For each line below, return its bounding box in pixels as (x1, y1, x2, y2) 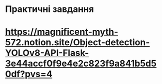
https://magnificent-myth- (5, 26, 119, 38)
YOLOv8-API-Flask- (5, 47, 89, 59)
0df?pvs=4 (5, 69, 52, 80)
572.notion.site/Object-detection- (5, 37, 150, 48)
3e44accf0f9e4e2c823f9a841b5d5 (5, 58, 157, 69)
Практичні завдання (5, 3, 94, 15)
